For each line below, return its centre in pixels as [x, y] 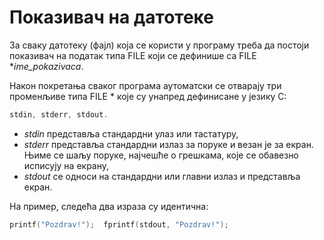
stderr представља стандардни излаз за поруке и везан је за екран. [168, 144]
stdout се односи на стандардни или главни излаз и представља [162, 176]
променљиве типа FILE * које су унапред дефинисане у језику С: [148, 96]
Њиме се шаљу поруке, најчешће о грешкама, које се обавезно [161, 155]
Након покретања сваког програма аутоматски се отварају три [145, 85]
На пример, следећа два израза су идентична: [109, 206]
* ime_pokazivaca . [46, 66]
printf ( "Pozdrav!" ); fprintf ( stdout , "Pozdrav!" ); [119, 224]
